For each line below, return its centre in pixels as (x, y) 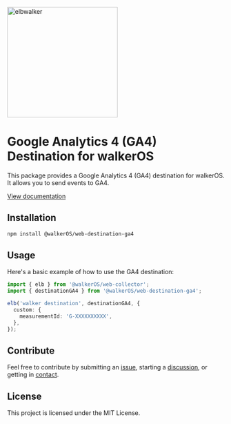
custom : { (27, 310)
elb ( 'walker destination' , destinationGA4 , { (73, 304)
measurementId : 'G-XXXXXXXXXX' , (66, 316)
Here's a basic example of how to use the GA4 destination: (91, 272)
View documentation (37, 196)
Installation (32, 218)
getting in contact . (33, 375)
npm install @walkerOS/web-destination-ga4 (71, 234)
